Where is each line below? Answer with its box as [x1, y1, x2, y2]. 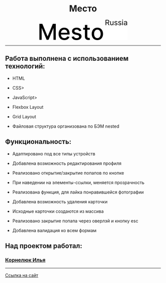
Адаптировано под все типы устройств [12, 150, 95, 156]
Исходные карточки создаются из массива [12, 208, 104, 214]
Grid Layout [12, 113, 36, 119]
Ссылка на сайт [5, 273, 39, 279]
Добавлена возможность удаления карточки [12, 198, 108, 204]
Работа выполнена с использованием [5, 54, 129, 63]
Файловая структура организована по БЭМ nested [12, 123, 120, 129]
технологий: [5, 62, 45, 71]
